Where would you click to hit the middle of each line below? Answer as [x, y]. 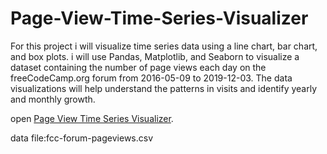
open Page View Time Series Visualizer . [92, 118]
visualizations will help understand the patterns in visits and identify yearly [164, 88]
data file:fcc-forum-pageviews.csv [82, 138]
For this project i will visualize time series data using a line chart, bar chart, [164, 46]
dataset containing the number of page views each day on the [138, 67]
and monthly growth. [53, 99]
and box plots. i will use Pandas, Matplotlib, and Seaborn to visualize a [155, 56]
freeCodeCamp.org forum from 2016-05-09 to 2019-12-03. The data [151, 78]
